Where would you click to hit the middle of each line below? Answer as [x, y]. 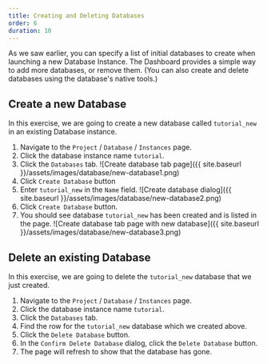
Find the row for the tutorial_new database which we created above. [133, 326]
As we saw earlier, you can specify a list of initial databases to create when [132, 54]
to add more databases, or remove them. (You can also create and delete [129, 70]
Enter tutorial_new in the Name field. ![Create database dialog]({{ [126, 190]
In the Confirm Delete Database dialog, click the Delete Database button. [139, 343]
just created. [29, 285]
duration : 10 [30, 30]
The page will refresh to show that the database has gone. [116, 352]
